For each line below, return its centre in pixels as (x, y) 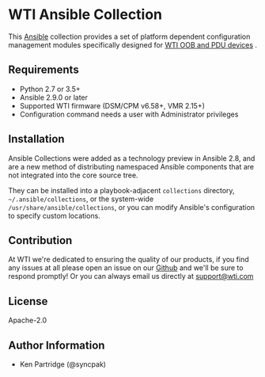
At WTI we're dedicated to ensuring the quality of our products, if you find (129, 260)
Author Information (57, 345)
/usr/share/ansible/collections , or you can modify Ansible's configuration (132, 207)
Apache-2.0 (28, 320)
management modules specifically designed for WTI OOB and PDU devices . (133, 44)
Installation (36, 139)
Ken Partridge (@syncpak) (63, 364)
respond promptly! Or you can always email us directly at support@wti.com (131, 276)
